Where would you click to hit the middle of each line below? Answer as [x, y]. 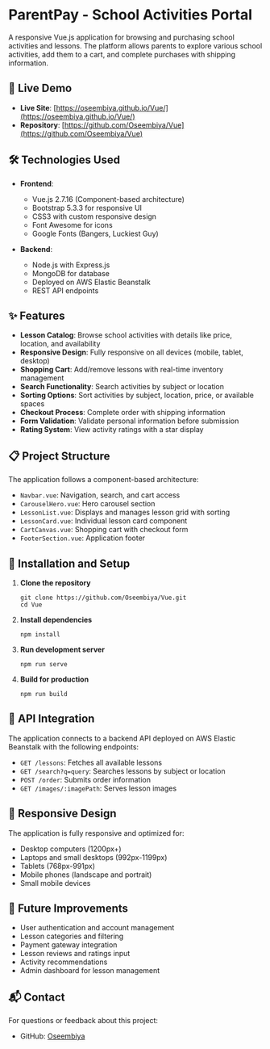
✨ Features [37, 315]
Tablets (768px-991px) [57, 866]
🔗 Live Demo [40, 88]
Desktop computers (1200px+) [71, 849]
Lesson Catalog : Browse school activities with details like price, [126, 335]
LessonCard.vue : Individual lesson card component [104, 521]
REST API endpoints [65, 290]
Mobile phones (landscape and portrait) [86, 875]
